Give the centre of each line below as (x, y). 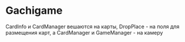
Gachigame (34, 11)
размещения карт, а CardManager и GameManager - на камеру (84, 32)
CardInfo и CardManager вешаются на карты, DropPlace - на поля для (92, 26)
